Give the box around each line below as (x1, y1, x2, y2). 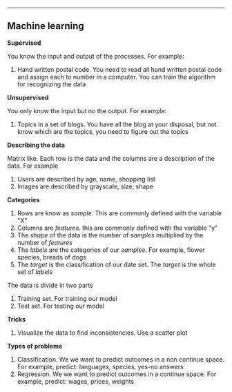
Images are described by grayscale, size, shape (17, 182, 154, 190)
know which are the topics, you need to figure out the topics (17, 127, 188, 135)
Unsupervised (7, 93, 49, 101)
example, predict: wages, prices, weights (17, 377, 135, 385)
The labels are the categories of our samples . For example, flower (17, 246, 205, 254)
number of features (17, 238, 72, 246)
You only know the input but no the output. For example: (7, 106, 167, 115)
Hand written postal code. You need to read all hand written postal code (17, 65, 222, 73)
